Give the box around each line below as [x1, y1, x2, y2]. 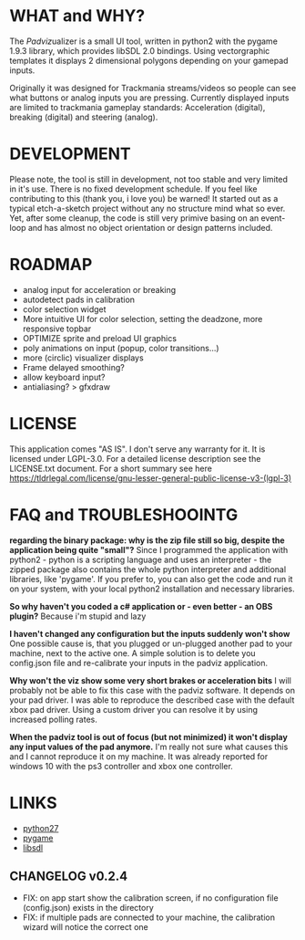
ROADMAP [9, 255, 93, 275]
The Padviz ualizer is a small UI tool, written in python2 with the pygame [9, 36, 278, 47]
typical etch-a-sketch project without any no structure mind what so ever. [9, 203, 286, 214]
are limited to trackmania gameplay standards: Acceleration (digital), [9, 101, 266, 112]
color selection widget [22, 303, 107, 315]
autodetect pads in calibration [22, 294, 135, 305]
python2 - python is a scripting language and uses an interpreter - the [9, 554, 272, 565]
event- [260, 212, 286, 224]
